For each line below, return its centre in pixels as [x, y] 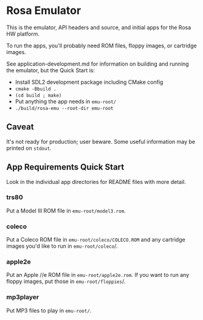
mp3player [23, 297]
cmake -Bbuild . [36, 89]
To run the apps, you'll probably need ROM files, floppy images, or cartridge [101, 46]
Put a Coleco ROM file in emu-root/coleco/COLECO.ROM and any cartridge [96, 240]
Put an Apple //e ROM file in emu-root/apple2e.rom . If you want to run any [98, 275]
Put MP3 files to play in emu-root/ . [49, 310]
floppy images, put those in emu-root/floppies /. [66, 281]
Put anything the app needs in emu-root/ [66, 101]
